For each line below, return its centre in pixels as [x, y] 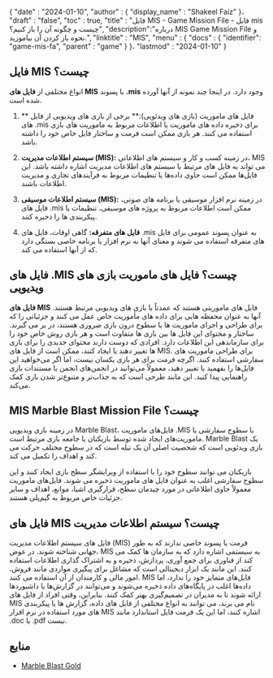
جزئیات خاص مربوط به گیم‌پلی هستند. [66, 498]
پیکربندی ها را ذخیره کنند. [59, 216]
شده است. [26, 100]
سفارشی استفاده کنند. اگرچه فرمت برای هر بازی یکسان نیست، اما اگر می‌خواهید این [137, 359]
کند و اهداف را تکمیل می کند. [53, 456]
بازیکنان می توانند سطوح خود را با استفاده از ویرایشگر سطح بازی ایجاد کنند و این [131, 472]
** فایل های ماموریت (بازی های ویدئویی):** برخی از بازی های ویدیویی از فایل [137, 115]
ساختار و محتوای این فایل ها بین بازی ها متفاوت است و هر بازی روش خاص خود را [132, 333]
